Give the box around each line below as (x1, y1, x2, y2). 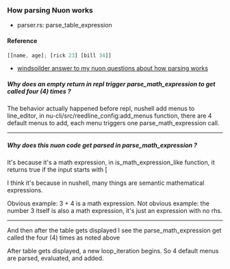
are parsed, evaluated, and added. (7, 254, 104, 262)
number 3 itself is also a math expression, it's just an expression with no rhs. (7, 207, 222, 215)
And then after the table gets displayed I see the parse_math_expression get (7, 227, 222, 235)
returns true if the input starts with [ (7, 166, 107, 174)
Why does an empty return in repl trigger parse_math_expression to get (7, 79, 216, 88)
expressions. (7, 186, 43, 194)
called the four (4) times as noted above (7, 233, 120, 242)
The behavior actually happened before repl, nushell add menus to (7, 105, 195, 113)
